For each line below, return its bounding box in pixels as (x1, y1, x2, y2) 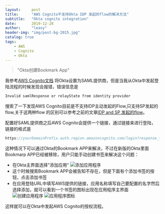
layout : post (5, 7, 41, 12)
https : (5, 136, 19, 141)
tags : (5, 39, 16, 44)
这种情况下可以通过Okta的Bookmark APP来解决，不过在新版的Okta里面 (5, 145, 149, 151)
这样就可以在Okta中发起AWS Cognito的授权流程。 (5, 203, 107, 210)
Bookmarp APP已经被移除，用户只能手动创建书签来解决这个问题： (5, 151, 139, 158)
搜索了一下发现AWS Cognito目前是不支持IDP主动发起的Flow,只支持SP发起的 (5, 103, 159, 109)
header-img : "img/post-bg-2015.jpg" (5, 30, 80, 35)
